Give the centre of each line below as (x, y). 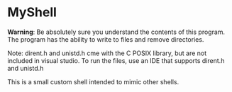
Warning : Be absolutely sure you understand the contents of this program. (116, 32)
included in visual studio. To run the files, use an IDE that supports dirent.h (116, 60)
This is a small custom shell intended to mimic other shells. (93, 81)
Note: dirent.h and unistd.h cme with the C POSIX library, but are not (107, 53)
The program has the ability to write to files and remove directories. (106, 39)
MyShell (32, 12)
